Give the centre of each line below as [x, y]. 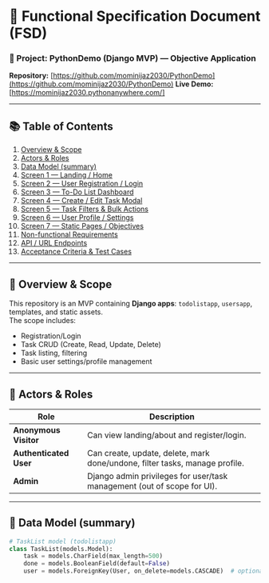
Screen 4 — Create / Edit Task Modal [81, 201]
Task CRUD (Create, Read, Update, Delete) [91, 345]
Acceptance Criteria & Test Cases [76, 252]
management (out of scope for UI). [152, 485]
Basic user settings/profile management [86, 361]
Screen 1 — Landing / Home [66, 175]
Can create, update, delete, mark [148, 453]
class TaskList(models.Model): [61, 549]
